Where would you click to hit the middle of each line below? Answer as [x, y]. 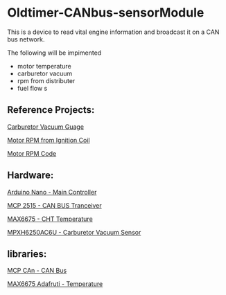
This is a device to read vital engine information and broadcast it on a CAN [113, 32]
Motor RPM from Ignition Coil [49, 140]
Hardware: [31, 176]
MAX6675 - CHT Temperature [50, 219]
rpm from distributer [46, 80]
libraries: [27, 254]
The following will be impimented [54, 53]
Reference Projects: [51, 110]
